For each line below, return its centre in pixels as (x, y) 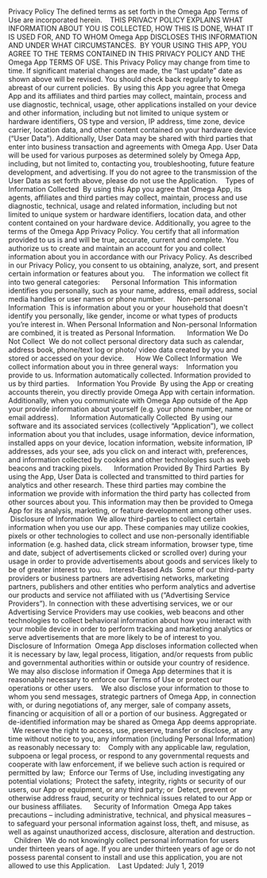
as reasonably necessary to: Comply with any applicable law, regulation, (129, 747)
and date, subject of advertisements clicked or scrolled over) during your (128, 553)
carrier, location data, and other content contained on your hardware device (132, 130)
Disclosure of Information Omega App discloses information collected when (133, 646)
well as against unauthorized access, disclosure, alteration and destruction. (132, 832)
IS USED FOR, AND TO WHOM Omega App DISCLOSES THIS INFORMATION (133, 37)
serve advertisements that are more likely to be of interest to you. (115, 637)
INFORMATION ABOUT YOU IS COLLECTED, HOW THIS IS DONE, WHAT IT (131, 28)
